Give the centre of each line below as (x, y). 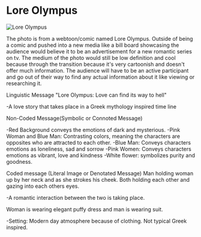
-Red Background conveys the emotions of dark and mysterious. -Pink (93, 130)
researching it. (24, 83)
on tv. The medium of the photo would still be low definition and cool (91, 58)
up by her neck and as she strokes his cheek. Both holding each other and (98, 179)
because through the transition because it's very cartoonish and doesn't (95, 64)
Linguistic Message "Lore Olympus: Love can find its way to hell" (86, 95)
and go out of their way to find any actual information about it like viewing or (100, 77)
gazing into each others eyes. (43, 186)
